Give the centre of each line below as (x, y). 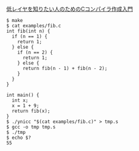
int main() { (23, 95)
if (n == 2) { (35, 52)
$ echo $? (19, 138)
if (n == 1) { (30, 37)
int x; (20, 100)
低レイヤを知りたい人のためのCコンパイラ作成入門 (69, 9)
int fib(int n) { (28, 31)
